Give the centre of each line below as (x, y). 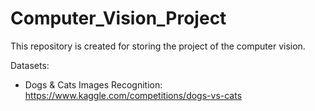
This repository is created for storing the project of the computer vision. (158, 46)
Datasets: (30, 65)
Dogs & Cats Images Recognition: (93, 84)
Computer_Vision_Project (118, 18)
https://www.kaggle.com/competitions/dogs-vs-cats (133, 95)
